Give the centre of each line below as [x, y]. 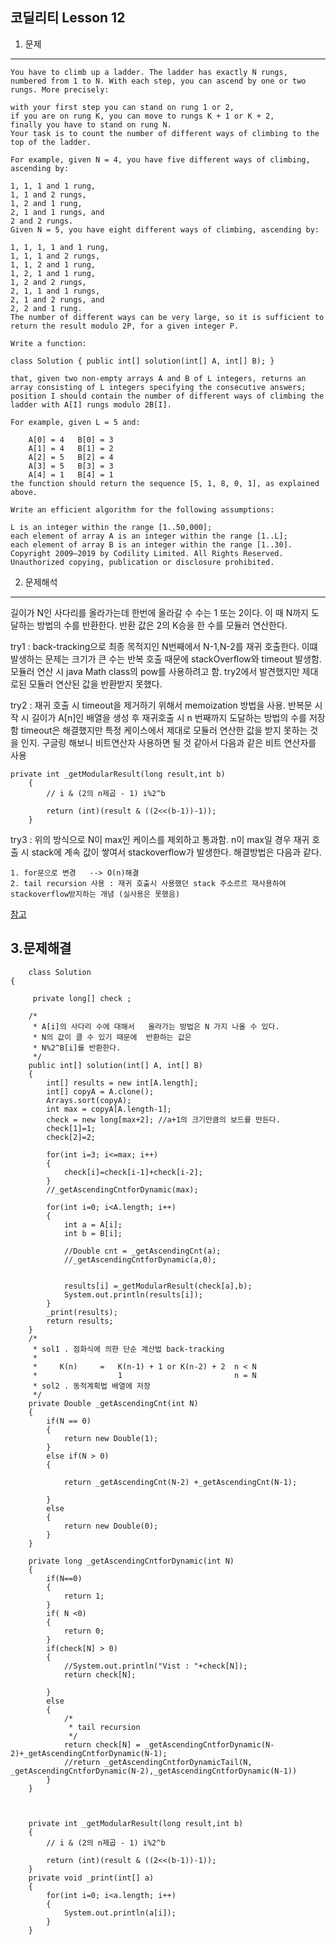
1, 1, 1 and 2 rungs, [55, 256]
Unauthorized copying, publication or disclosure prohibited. [142, 562]
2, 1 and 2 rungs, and [57, 299]
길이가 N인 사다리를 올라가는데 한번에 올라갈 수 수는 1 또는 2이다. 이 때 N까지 [159, 612]
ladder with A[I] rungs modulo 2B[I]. [91, 404]
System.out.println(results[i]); [133, 1294]
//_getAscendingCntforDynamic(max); [122, 1189]
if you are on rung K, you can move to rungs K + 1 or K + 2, [142, 116]
